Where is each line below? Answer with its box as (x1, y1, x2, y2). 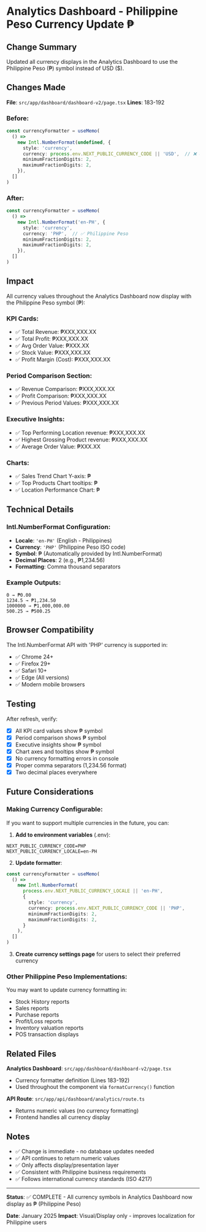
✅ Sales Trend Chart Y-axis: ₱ (15, 472, 91, 479)
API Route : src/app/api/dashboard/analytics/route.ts (6, 1095, 145, 1102)
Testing (6, 699, 36, 710)
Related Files (6, 1048, 57, 1059)
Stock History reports (15, 998, 70, 1005)
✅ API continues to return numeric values (15, 1154, 120, 1161)
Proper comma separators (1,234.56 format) (15, 761, 127, 769)
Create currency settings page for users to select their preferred (15, 950, 181, 958)
